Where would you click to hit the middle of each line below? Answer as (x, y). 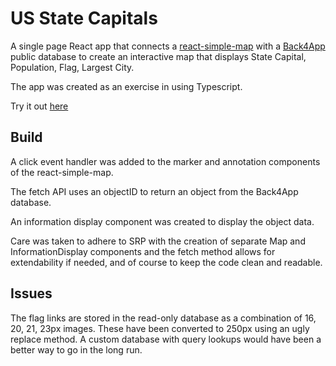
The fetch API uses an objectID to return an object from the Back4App (154, 191)
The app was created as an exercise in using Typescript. (126, 86)
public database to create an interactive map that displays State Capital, (158, 56)
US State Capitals (84, 18)
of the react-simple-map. (62, 172)
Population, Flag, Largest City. (72, 67)
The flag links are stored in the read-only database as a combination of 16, (163, 318)
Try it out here (39, 106)
